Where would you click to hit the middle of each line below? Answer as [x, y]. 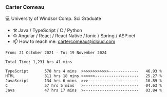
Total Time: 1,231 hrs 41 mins [39, 62]
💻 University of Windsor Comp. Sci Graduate [53, 18]
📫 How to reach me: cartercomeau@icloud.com [64, 41]
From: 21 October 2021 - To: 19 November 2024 [56, 53]
